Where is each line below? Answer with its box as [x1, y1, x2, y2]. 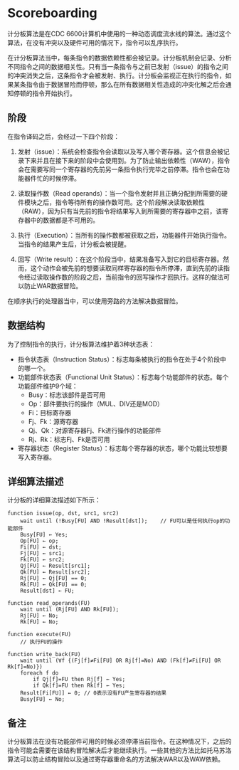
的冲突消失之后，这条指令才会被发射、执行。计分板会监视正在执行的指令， [7, 71, 225, 80]
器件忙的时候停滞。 [23, 174, 80, 182]
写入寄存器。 [17, 453, 55, 461]
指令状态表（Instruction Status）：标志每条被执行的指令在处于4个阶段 [17, 354, 221, 364]
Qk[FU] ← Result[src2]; [20, 569, 91, 576]
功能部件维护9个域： [17, 381, 78, 390]
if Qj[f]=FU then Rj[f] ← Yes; [33, 676, 126, 683]
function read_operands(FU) [7, 600, 91, 607]
